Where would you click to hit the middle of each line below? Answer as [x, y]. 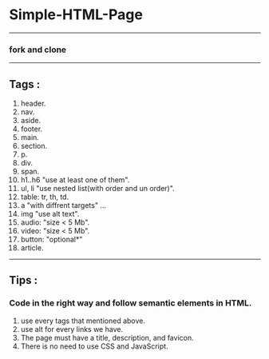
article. [32, 248]
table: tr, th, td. [45, 197]
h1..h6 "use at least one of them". [75, 180]
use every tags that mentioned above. [83, 321]
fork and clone [38, 50]
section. [34, 146]
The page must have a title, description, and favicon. [107, 337]
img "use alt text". [50, 214]
